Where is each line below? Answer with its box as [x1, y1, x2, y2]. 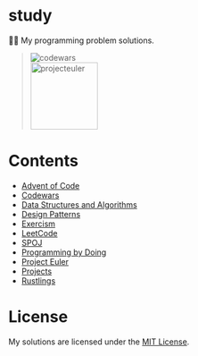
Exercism [21, 218, 55, 229]
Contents [8, 151, 79, 171]
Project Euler [21, 256, 69, 267]
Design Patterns [21, 208, 81, 219]
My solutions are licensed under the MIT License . [8, 336, 190, 347]
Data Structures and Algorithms [21, 199, 137, 210]
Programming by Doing [21, 247, 107, 258]
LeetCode [21, 227, 58, 238]
